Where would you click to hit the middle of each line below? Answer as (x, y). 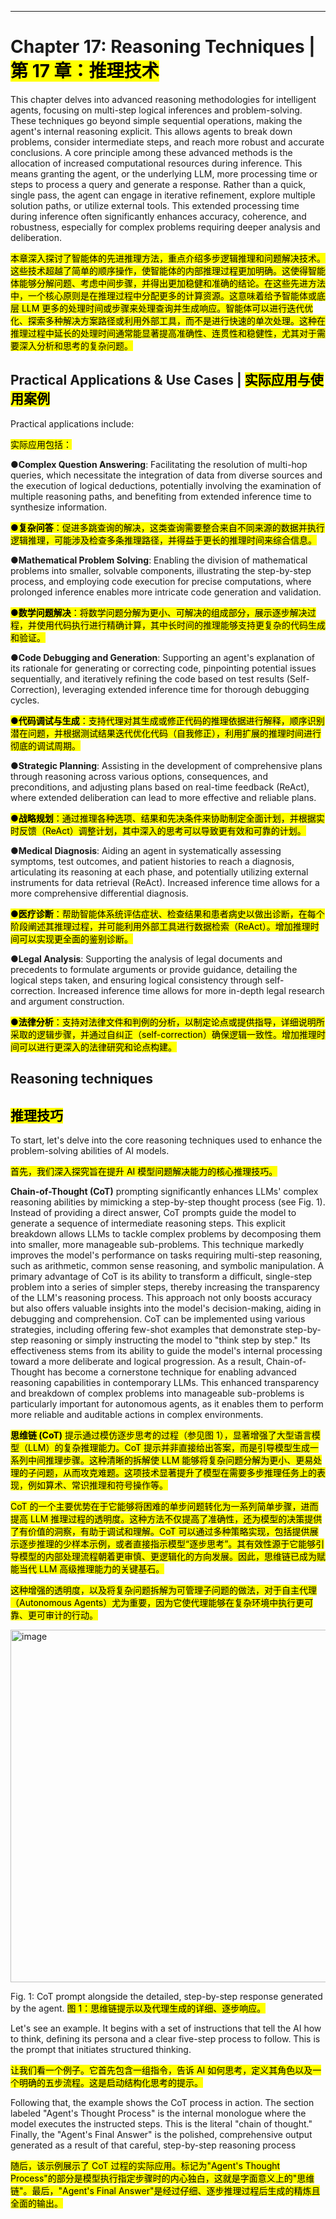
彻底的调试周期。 (45, 745)
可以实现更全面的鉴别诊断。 (75, 938)
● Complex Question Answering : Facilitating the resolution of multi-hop (159, 464)
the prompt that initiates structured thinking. (101, 2049)
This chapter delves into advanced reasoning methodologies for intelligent (163, 99)
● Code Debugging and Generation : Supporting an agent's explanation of (163, 657)
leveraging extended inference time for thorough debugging (186, 689)
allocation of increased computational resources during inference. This (156, 163)
